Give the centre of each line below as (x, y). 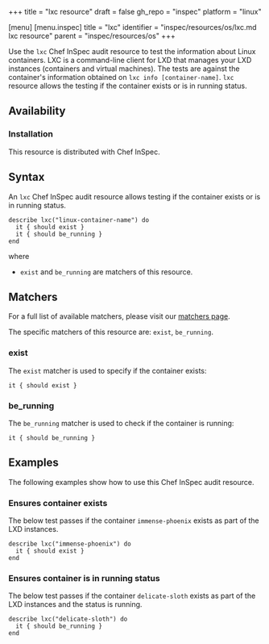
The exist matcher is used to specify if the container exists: (108, 370)
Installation (31, 134)
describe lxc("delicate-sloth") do (68, 619)
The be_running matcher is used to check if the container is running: (121, 423)
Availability (37, 111)
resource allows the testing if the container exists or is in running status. (128, 86)
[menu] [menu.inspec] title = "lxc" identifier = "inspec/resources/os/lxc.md (132, 27)
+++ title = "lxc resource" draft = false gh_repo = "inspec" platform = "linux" (135, 12)
